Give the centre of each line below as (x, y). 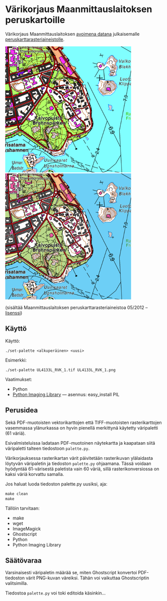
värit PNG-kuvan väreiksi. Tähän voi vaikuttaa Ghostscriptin (88, 578)
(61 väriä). (16, 433)
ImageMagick (27, 528)
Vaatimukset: (19, 379)
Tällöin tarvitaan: (23, 508)
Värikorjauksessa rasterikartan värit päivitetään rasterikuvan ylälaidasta (79, 458)
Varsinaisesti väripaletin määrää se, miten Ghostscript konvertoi (71, 573)
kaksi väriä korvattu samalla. (35, 474)
